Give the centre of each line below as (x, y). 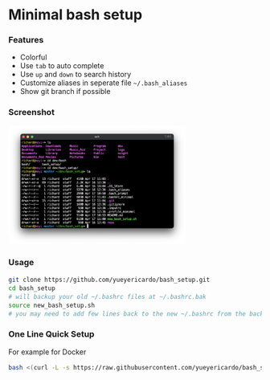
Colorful (33, 57)
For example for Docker (47, 352)
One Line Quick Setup (51, 334)
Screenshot (31, 112)
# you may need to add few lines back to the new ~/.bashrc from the (127, 314)
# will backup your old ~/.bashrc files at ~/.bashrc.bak (107, 296)
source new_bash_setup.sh (51, 305)
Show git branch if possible (65, 92)
